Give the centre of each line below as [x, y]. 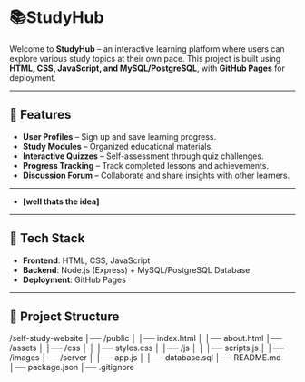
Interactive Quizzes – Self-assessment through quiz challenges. [143, 156]
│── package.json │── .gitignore [72, 367]
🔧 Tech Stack [47, 238]
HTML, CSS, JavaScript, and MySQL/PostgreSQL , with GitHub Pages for [148, 68]
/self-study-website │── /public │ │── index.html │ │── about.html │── [146, 338]
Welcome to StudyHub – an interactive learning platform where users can [147, 49]
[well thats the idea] [61, 201]
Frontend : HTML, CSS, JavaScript [86, 260]
